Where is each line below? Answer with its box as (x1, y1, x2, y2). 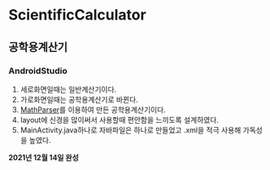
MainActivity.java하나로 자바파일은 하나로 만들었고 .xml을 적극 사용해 (20, 124, 242, 135)
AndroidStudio (8, 65, 67, 76)
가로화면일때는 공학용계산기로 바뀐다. (20, 94, 138, 104)
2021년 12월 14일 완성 (8, 152, 79, 162)
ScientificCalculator (8, 6, 146, 24)
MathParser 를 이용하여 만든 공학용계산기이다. (20, 104, 167, 115)
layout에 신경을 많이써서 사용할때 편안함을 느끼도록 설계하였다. (20, 115, 220, 124)
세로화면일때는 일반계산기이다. (20, 84, 117, 94)
